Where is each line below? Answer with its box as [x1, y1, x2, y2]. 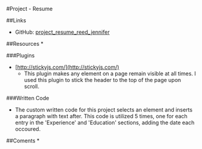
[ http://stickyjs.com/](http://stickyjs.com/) [14, 63, 119, 71]
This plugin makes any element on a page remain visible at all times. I [24, 70, 196, 77]
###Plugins [6, 52, 35, 59]
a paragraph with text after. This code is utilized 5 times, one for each [14, 113, 188, 119]
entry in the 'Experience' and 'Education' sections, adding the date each [14, 119, 195, 126]
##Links [6, 17, 27, 24]
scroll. [24, 83, 40, 90]
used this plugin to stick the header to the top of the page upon [24, 77, 181, 83]
